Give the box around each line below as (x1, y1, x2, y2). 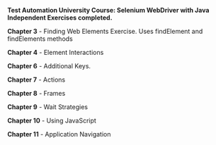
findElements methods (7, 34, 73, 43)
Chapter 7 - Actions (7, 75, 66, 84)
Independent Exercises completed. (7, 13, 113, 22)
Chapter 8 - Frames (7, 89, 66, 97)
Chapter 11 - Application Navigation (7, 130, 111, 138)
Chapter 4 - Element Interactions (7, 49, 104, 56)
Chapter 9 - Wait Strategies (7, 103, 89, 111)
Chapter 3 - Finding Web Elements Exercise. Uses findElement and (7, 27, 203, 35)
